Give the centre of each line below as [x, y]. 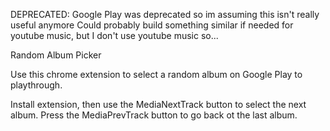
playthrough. [36, 85]
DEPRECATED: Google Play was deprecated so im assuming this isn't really [165, 14]
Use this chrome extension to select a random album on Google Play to [156, 74]
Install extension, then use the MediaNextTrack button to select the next [158, 104]
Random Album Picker [56, 55]
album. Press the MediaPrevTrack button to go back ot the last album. [154, 115]
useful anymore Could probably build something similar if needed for [152, 25]
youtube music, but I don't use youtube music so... [114, 35]
